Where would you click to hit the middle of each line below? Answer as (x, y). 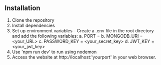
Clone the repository (33, 20)
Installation (22, 8)
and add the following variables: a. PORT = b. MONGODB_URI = (77, 36)
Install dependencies (33, 25)
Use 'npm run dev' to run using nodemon (54, 52)
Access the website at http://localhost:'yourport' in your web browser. (84, 57)
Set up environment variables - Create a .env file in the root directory (83, 31)
